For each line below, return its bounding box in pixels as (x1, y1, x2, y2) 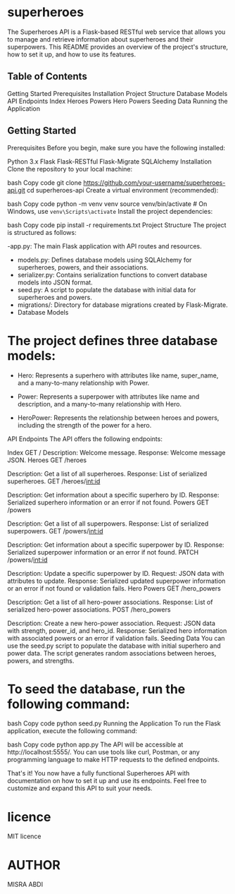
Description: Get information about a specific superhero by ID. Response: (7, 490, 220, 499)
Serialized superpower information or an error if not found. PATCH (7, 548, 199, 556)
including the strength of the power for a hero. (17, 421, 152, 429)
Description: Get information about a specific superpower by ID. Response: (7, 540, 224, 549)
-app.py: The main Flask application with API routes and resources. (7, 241, 202, 250)
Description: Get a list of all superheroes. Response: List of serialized (7, 469, 208, 478)
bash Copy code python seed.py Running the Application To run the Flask (7, 719, 221, 727)
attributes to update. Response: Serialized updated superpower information (7, 576, 226, 585)
